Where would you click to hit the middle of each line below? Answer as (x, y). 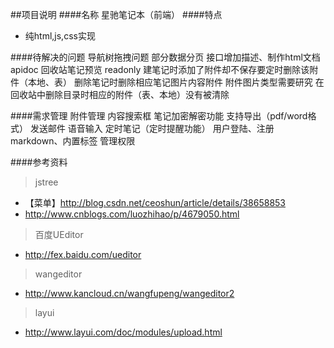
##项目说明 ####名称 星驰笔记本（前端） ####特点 (116, 14)
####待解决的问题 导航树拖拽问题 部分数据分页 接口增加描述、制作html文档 (165, 57)
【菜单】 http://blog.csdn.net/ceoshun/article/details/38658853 (155, 202)
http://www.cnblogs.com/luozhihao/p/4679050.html (132, 214)
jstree (46, 182)
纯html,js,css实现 (60, 36)
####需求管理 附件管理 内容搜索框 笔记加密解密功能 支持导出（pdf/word (159, 116)
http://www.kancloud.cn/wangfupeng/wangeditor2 (129, 293)
